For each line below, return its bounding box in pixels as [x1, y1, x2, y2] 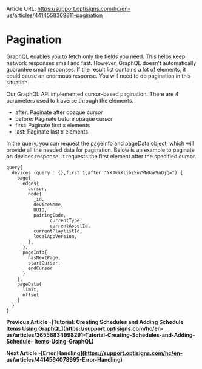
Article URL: [6, 5, 36, 12]
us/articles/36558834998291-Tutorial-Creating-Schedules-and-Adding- [6, 331, 195, 339]
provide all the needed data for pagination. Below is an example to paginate [6, 146, 195, 154]
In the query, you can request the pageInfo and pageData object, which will [6, 140, 195, 147]
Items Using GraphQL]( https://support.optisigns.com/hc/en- [6, 325, 164, 332]
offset [22, 291, 39, 298]
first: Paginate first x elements [15, 121, 90, 129]
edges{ [22, 180, 39, 186]
